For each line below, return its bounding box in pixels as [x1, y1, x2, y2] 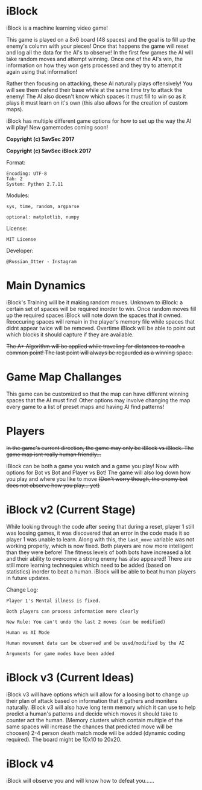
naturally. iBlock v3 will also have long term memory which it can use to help [6, 703, 196, 711]
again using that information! [6, 68, 78, 75]
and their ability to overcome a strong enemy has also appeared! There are [6, 555, 192, 562]
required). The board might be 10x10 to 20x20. [6, 736, 122, 743]
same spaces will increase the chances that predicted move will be [6, 723, 173, 730]
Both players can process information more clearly [6, 608, 139, 615]
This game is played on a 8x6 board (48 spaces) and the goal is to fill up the [6, 36, 196, 43]
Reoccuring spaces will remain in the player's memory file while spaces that [6, 318, 195, 325]
